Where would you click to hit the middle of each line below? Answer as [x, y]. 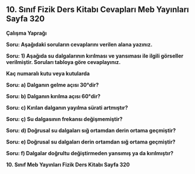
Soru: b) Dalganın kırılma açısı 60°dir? [53, 96]
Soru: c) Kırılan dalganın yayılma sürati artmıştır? [67, 108]
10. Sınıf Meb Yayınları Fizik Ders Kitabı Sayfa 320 [68, 165]
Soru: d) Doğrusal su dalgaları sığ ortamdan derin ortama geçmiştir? [91, 130]
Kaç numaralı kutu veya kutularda [48, 73]
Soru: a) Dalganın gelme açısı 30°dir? [53, 85]
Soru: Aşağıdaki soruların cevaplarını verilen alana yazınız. [79, 44]
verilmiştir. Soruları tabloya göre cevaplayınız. [63, 62]
